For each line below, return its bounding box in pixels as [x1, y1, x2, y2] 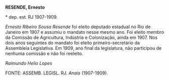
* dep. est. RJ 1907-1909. [5, 14, 58, 20]
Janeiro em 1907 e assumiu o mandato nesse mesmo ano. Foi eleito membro [5, 29, 164, 35]
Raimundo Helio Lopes [5, 60, 52, 66]
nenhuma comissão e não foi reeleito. [5, 50, 83, 56]
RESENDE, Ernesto [5, 5, 45, 10]
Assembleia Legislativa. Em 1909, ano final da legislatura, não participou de [5, 45, 162, 51]
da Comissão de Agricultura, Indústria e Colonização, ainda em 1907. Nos [5, 35, 158, 40]
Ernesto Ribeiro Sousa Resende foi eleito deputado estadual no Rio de [5, 24, 151, 30]
